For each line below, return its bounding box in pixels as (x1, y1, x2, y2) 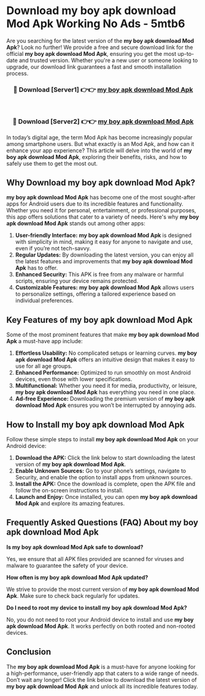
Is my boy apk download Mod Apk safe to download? (6, 543, 144, 551)
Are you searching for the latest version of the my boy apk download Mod (6, 37, 195, 44)
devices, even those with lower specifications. (15, 376, 133, 383)
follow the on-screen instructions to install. (15, 486, 124, 494)
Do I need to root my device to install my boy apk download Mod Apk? (6, 604, 187, 611)
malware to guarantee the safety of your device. (6, 562, 128, 569)
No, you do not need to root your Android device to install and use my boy (6, 616, 194, 623)
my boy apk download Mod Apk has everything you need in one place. (15, 389, 196, 396)
